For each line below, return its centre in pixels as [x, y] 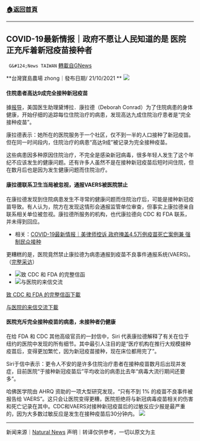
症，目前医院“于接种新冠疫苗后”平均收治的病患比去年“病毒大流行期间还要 [96, 371]
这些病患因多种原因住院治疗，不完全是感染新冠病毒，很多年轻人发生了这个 [97, 155]
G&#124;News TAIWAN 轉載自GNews [50, 66]
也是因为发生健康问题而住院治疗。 [68, 170]
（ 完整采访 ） [22, 262]
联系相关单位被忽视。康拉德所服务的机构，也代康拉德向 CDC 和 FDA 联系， [98, 214]
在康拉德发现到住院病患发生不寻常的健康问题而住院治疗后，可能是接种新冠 [97, 199]
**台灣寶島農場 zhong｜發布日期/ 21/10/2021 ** [64, 78]
